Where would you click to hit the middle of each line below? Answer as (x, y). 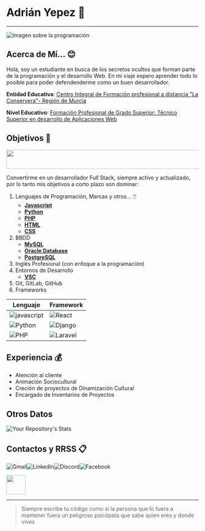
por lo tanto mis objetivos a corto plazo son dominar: (73, 184)
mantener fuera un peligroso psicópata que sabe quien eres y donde (107, 515)
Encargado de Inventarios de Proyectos (65, 395)
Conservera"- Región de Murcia (46, 100)
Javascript (38, 205)
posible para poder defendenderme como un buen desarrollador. (88, 82)
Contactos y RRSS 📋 (47, 449)
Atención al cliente (38, 375)
